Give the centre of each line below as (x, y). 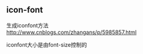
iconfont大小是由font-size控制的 (47, 44)
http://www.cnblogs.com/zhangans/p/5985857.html (71, 32)
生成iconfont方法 (28, 25)
